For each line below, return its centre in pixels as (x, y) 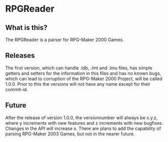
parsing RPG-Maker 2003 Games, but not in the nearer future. (70, 134)
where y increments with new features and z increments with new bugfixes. (84, 123)
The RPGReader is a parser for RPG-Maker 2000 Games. (65, 40)
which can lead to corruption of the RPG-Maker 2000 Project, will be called (84, 79)
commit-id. (17, 89)
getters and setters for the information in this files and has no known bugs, (83, 73)
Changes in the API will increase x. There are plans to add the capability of (83, 128)
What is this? (26, 28)
